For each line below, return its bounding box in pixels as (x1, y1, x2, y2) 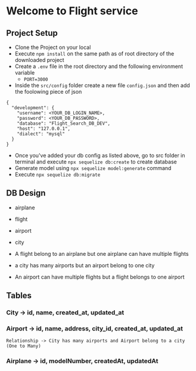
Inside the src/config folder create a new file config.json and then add (14, 82, 191, 89)
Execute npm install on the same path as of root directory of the (14, 50, 175, 57)
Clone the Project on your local (14, 44, 91, 51)
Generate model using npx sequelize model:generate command (14, 165, 172, 171)
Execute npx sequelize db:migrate (14, 171, 101, 178)
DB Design (6, 188, 46, 198)
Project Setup (6, 28, 58, 38)
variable (14, 69, 35, 76)
